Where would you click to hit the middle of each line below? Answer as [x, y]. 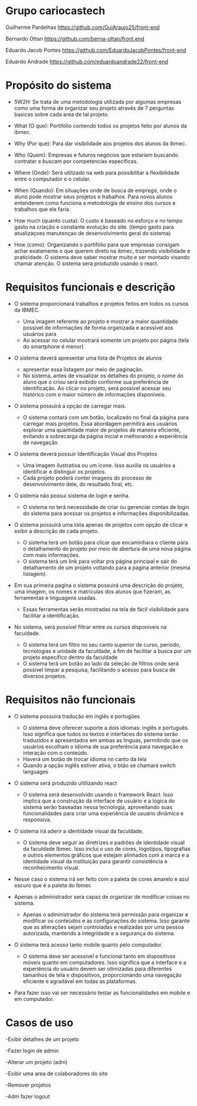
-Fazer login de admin [32, 1050]
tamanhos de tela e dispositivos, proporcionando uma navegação [102, 975]
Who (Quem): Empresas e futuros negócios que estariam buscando [96, 155]
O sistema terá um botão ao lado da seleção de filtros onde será [101, 663]
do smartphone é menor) [53, 346]
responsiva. [37, 820]
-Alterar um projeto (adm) [37, 1062]
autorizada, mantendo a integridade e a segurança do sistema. [99, 933]
